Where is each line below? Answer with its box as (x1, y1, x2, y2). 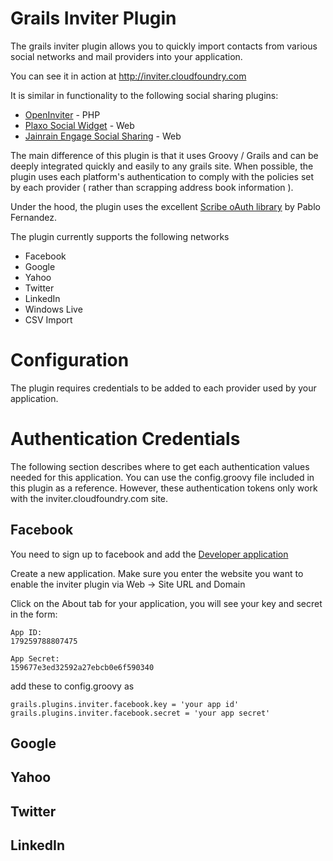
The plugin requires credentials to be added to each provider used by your (10, 382, 317, 394)
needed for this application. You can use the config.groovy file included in (10, 471, 315, 483)
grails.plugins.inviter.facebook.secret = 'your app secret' (10, 708, 271, 718)
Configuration (10, 349, 130, 372)
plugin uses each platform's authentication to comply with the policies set (10, 170, 315, 182)
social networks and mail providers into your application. (10, 50, 243, 62)
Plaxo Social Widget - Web (24, 119, 135, 131)
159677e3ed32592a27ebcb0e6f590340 (10, 662, 155, 672)
